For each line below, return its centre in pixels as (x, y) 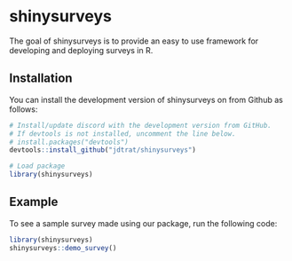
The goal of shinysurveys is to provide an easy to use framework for (134, 41)
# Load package (37, 166)
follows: (24, 109)
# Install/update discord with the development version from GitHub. (141, 125)
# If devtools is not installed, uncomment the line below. (123, 134)
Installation (41, 79)
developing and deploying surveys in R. (81, 50)
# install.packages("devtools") (69, 142)
